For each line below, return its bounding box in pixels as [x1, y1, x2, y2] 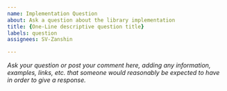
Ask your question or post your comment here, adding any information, [7, 61, 211, 69]
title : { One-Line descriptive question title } [7, 23, 144, 30]
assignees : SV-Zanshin [7, 36, 73, 43]
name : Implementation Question [7, 10, 98, 17]
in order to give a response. [7, 76, 87, 84]
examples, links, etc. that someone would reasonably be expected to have [7, 69, 220, 77]
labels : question [7, 29, 58, 37]
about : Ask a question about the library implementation [7, 17, 176, 24]
